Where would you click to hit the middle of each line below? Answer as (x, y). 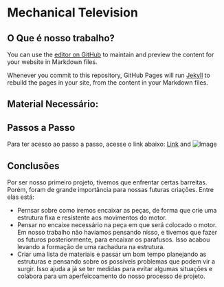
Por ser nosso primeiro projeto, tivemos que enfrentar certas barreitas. (107, 182)
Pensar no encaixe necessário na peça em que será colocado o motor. (117, 225)
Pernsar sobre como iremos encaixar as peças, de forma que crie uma (117, 211)
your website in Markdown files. (52, 62)
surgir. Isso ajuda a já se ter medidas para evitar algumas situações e (115, 269)
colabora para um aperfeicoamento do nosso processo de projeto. (111, 276)
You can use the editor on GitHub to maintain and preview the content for (111, 54)
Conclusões (33, 166)
